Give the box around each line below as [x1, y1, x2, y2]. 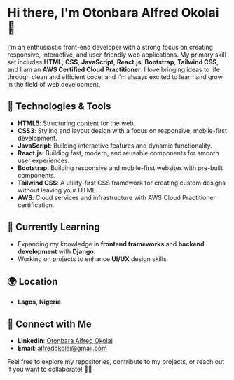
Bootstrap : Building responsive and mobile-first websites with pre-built [17, 163, 223, 172]
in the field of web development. [7, 80, 101, 88]
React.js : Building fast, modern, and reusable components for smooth [17, 148, 219, 157]
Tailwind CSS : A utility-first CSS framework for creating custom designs [17, 178, 226, 187]
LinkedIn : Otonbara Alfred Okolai [17, 337, 113, 345]
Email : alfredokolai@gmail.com [17, 344, 107, 353]
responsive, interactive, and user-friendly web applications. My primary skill [7, 50, 226, 59]
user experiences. [17, 156, 70, 164]
